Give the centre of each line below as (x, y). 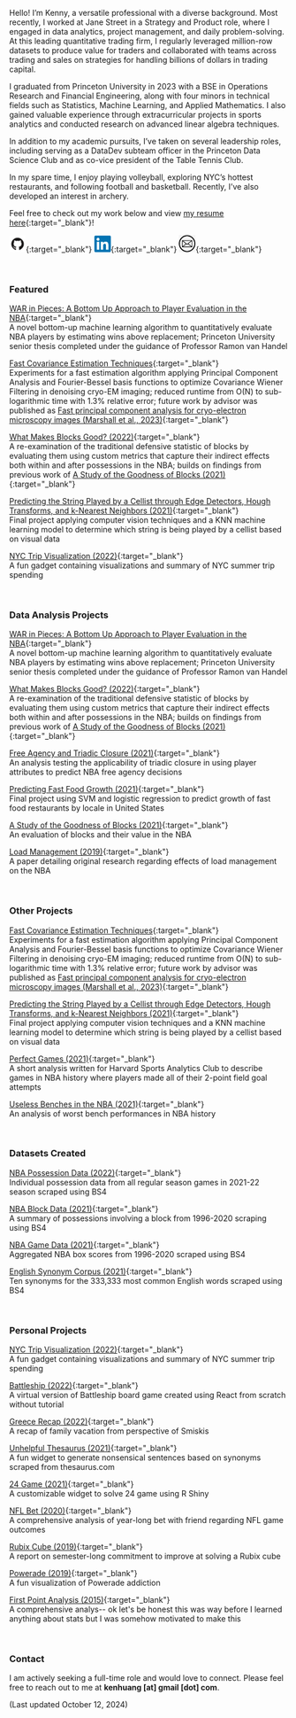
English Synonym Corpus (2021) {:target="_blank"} (101, 1271)
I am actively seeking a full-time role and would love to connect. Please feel (147, 1678)
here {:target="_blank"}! (52, 222)
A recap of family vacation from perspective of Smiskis (109, 1431)
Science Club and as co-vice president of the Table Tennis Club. (126, 160)
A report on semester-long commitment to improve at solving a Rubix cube (145, 1556)
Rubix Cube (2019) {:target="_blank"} (76, 1547)
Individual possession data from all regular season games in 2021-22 (134, 1182)
